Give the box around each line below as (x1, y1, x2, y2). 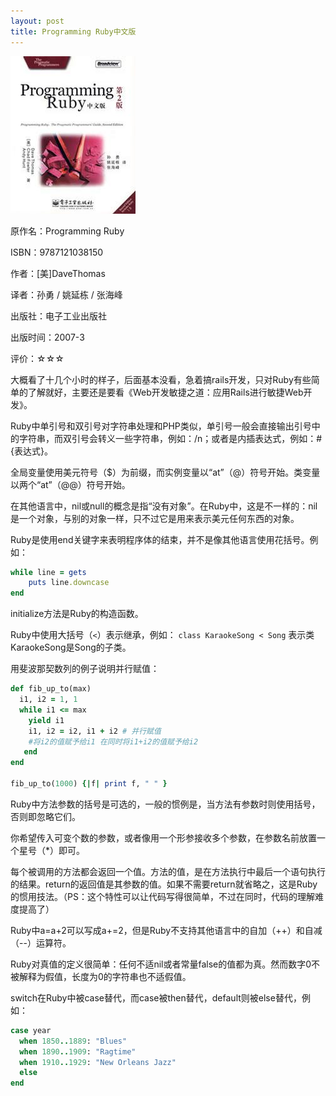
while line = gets (10, 567, 87, 577)
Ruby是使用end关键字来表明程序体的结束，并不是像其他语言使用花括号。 (10, 533, 310, 545)
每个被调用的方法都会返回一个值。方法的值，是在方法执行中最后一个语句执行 (10, 865, 326, 877)
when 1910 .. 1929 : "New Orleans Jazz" (19, 1057, 177, 1067)
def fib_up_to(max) (10, 684, 92, 694)
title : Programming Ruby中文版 (10, 26, 137, 37)
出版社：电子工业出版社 (10, 310, 107, 322)
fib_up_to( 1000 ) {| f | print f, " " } (10, 779, 168, 789)
